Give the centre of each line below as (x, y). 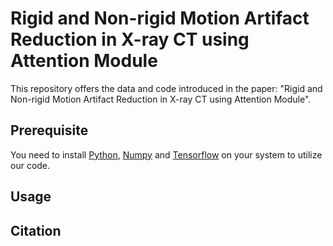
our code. (30, 165)
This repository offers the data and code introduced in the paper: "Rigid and (166, 88)
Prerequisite (49, 130)
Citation (36, 230)
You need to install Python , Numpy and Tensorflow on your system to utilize (166, 154)
